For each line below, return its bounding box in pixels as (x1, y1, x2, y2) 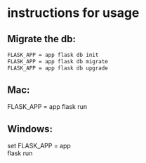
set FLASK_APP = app (7, 142, 72, 150)
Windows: (7, 123, 53, 135)
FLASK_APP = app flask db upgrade (7, 65, 109, 72)
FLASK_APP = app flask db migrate (7, 58, 109, 65)
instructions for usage (7, 5, 140, 21)
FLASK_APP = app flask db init (7, 51, 99, 58)
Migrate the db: (7, 33, 76, 45)
